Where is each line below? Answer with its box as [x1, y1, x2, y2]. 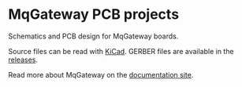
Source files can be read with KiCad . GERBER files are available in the [8, 46, 234, 56]
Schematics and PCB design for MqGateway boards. [8, 31, 179, 41]
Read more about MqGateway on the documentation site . [8, 70, 194, 79]
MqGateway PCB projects [8, 5, 180, 24]
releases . [8, 55, 38, 64]
